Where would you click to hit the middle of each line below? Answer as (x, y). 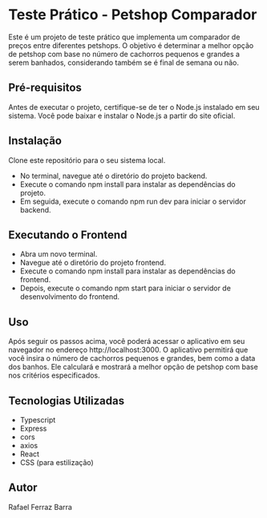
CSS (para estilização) (57, 462)
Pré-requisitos (45, 88)
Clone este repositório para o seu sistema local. (87, 160)
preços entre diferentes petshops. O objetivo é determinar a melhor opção (131, 45)
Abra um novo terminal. (59, 254)
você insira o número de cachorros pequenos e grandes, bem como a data (132, 358)
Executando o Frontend (68, 235)
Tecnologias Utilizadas (67, 401)
